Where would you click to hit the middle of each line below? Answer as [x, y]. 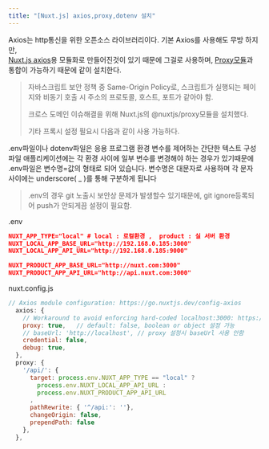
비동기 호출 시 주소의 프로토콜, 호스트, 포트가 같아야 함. [128, 96]
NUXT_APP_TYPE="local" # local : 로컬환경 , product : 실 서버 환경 [119, 236]
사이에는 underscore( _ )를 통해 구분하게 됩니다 [83, 178]
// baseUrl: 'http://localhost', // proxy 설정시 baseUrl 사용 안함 [133, 333]
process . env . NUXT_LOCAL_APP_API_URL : [102, 385]
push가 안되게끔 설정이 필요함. [84, 205]
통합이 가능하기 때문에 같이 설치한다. [65, 70]
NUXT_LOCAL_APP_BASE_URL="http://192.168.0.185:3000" [100, 243]
